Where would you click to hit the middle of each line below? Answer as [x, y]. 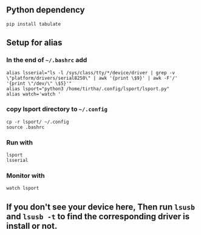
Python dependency [46, 10]
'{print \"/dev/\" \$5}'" [39, 83]
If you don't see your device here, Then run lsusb [101, 207]
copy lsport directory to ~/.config [57, 109]
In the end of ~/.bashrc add [47, 60]
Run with [20, 142]
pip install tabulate [34, 24]
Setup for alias [34, 43]
